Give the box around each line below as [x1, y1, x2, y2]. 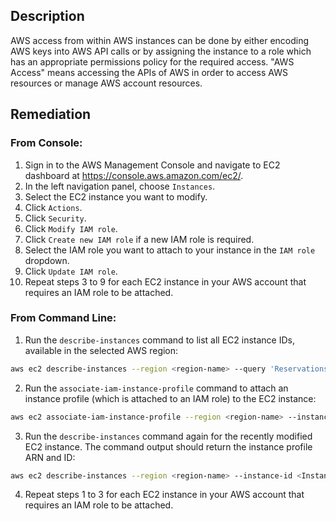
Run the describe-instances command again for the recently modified [24, 430, 313, 442]
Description [10, 8, 85, 25]
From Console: [10, 136, 83, 150]
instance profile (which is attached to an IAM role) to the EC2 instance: [24, 392, 317, 404]
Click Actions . [24, 201, 83, 213]
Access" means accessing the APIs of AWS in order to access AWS [10, 66, 288, 78]
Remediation [10, 106, 92, 123]
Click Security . [24, 212, 87, 224]
